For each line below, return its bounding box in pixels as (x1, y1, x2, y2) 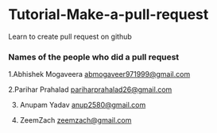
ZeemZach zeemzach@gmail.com (19, 116, 132, 125)
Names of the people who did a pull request (8, 51, 180, 63)
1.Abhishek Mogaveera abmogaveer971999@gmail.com (8, 70, 191, 79)
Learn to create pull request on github (8, 32, 133, 41)
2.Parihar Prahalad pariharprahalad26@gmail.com (8, 85, 172, 94)
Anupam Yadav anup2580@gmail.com (19, 101, 146, 110)
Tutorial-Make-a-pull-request (8, 6, 209, 24)
